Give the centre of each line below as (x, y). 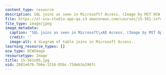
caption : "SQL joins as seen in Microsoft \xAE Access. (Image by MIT (83, 33)
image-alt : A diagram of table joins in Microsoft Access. (72, 42)
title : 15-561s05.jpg (27, 60)
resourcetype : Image (26, 56)
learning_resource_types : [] (35, 46)
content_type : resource (30, 10)
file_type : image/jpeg (28, 23)
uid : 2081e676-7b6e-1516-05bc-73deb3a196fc (51, 65)
